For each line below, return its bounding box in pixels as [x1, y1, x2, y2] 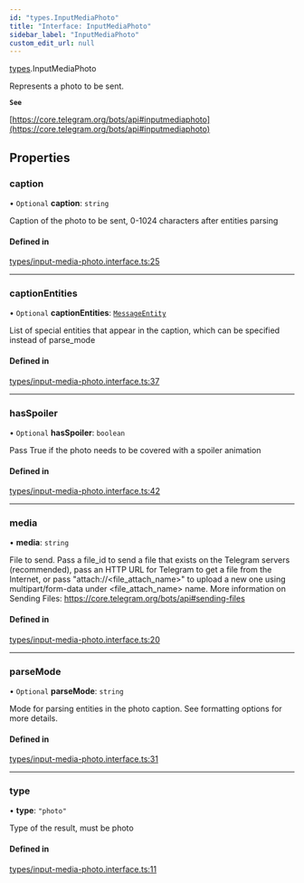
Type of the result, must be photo [9, 822, 134, 833]
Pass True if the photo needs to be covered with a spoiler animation [9, 444, 261, 455]
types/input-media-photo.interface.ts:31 [9, 754, 158, 764]
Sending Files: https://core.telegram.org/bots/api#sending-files [9, 593, 246, 604]
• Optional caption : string [9, 197, 109, 208]
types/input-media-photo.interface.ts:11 [9, 863, 157, 874]
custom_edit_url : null [9, 38, 95, 48]
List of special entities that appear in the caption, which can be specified [9, 325, 280, 336]
